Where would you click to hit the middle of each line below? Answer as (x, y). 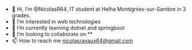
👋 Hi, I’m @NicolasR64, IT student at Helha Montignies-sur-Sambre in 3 (99, 9)
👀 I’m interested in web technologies (56, 21)
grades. (21, 15)
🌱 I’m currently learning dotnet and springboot (68, 28)
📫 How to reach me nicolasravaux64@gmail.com (72, 41)
